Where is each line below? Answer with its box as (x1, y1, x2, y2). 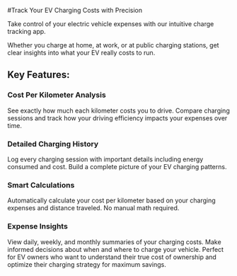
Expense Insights (7, 222, 69, 231)
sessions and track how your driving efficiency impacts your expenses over (7, 113, 228, 122)
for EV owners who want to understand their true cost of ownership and (7, 253, 217, 261)
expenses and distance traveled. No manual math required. (7, 204, 180, 212)
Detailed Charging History (7, 139, 99, 149)
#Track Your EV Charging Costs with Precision (7, 6, 143, 14)
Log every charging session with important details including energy (7, 155, 204, 163)
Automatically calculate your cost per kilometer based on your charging (7, 196, 216, 205)
